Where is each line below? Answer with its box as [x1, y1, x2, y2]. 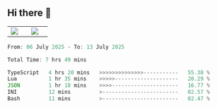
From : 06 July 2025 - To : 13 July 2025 [7, 43, 125, 50]
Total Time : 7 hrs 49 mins [7, 56, 87, 64]
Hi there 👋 [7, 7, 52, 19]
